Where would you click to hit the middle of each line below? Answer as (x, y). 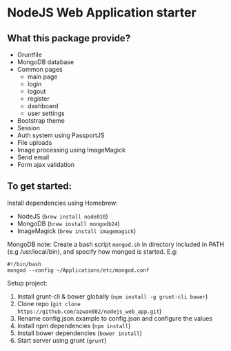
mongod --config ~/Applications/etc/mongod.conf (78, 270)
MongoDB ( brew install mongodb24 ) (69, 223)
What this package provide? (69, 38)
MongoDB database (46, 62)
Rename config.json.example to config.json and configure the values (115, 318)
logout (37, 91)
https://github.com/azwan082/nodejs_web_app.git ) (89, 311)
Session (28, 128)
